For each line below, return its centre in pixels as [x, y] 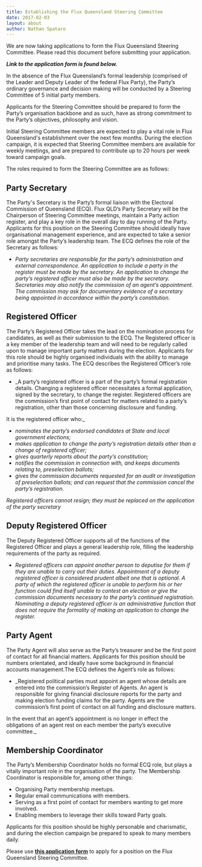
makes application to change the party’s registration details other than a [105, 443]
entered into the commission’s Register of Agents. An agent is [91, 687]
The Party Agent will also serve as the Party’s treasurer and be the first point [101, 650]
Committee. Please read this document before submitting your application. [99, 53]
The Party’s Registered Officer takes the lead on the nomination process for [100, 331]
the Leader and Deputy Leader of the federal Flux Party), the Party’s [91, 82]
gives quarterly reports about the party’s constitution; [82, 456]
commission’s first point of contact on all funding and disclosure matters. [105, 707]
